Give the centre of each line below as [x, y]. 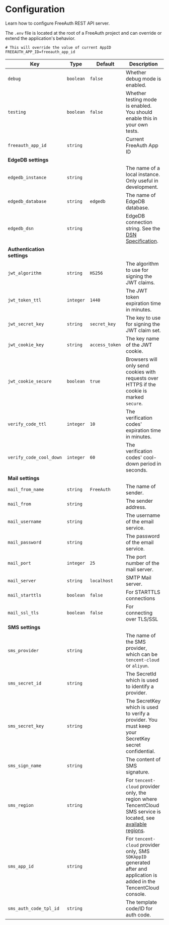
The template [141, 902]
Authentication [26, 249]
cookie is [136, 391]
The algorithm [142, 264]
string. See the [143, 228]
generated [138, 863]
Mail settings [24, 478]
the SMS [136, 642]
